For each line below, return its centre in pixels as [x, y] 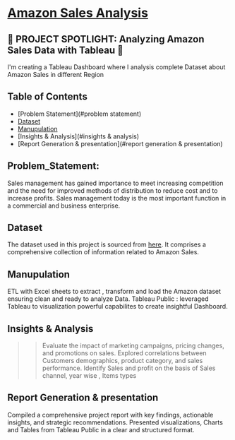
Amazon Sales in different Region [56, 75]
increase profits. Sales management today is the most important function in [117, 198]
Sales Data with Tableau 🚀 [65, 50]
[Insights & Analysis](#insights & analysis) [78, 136]
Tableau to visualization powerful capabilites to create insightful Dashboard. [117, 307]
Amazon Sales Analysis [78, 13]
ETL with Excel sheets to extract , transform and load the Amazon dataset [114, 292]
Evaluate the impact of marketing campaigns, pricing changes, [133, 346]
